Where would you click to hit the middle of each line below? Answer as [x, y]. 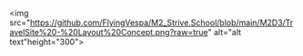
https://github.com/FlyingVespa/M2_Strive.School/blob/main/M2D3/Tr [162, 23]
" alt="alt [225, 32]
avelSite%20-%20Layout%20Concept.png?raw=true [109, 32]
